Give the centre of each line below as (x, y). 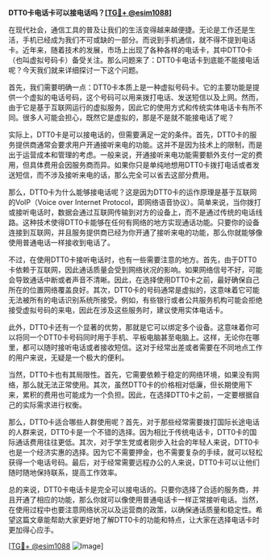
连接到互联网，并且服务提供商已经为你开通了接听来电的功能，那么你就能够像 (135, 232)
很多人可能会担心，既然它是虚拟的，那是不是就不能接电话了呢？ (128, 117)
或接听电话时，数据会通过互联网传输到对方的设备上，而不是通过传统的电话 (132, 212)
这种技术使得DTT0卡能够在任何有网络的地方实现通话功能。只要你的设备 (141, 222)
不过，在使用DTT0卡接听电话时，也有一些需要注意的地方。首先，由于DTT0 (133, 260)
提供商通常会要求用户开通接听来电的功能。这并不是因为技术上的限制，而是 (139, 145)
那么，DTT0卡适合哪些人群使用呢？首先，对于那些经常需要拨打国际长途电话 (134, 422)
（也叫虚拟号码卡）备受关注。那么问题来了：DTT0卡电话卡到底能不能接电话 (134, 60)
